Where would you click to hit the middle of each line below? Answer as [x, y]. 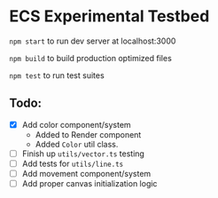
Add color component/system [76, 124]
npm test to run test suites [57, 75]
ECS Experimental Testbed [109, 16]
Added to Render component [88, 134]
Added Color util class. [77, 144]
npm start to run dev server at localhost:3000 [93, 41]
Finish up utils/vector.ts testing [83, 154]
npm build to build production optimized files [91, 58]
